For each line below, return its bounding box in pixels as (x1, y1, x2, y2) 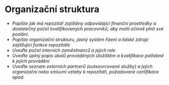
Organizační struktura (5, 4, 99, 15)
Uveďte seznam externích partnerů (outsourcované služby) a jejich (12, 63, 153, 69)
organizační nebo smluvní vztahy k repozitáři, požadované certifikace (12, 68, 159, 74)
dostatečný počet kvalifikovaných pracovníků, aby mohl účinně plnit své (12, 25, 164, 31)
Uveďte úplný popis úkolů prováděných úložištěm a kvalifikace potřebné (12, 52, 164, 59)
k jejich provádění (12, 58, 50, 64)
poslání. (12, 31, 29, 37)
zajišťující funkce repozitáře (12, 41, 71, 48)
